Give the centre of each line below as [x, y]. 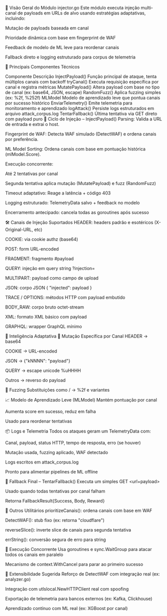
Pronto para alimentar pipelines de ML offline [51, 472]
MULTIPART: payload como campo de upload [52, 278]
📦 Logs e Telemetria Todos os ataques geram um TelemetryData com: [78, 431]
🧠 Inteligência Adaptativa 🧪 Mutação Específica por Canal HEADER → [76, 336]
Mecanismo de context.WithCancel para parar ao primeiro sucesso [74, 564]
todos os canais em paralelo [34, 554]
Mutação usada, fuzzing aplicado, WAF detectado [57, 452]
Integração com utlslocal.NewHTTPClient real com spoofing [67, 589]
